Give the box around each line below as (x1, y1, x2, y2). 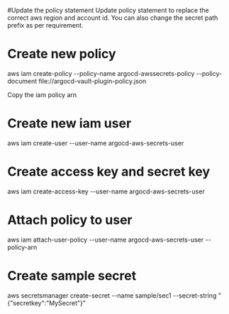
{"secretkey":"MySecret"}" (7, 298, 86, 307)
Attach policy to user (7, 212, 133, 228)
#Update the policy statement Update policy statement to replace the (7, 6, 209, 14)
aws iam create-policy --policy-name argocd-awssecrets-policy (7, 69, 195, 77)
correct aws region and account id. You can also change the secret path (7, 13, 218, 22)
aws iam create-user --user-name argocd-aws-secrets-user (7, 138, 184, 147)
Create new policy (7, 46, 116, 62)
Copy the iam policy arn (7, 90, 77, 99)
